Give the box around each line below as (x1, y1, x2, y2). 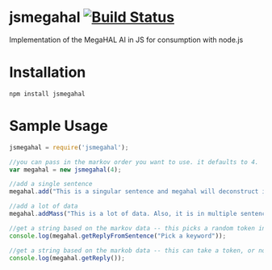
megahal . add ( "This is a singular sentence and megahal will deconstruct (9, 188, 259, 196)
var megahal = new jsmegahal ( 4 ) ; (9, 166, 122, 174)
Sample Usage (9, 117, 108, 135)
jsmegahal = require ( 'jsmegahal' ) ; (9, 143, 129, 151)
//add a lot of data (9, 202, 79, 210)
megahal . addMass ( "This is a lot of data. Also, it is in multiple (9, 210, 237, 218)
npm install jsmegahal (9, 90, 86, 98)
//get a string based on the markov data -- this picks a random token (9, 224, 255, 232)
